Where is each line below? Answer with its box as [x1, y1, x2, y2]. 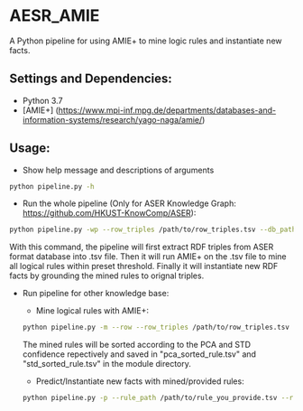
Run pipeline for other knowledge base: [22, 288, 170, 299]
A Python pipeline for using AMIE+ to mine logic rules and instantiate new [9, 35, 282, 46]
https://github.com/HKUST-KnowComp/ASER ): [22, 208, 197, 219]
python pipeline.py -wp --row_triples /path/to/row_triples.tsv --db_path [9, 225, 297, 235]
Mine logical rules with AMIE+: [35, 305, 149, 316]
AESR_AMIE [9, 5, 100, 26]
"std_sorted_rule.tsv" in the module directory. [22, 359, 192, 369]
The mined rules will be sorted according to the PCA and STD [22, 340, 251, 350]
